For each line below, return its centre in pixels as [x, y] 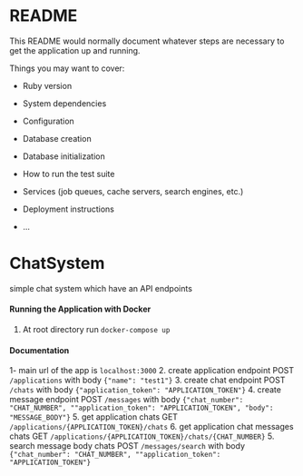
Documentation [39, 350]
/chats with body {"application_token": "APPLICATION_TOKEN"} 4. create [145, 390]
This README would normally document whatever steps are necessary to [147, 41]
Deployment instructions [68, 209]
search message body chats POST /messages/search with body [127, 446]
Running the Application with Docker [80, 309]
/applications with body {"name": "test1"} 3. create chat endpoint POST [147, 380]
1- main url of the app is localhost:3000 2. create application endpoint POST [152, 371]
